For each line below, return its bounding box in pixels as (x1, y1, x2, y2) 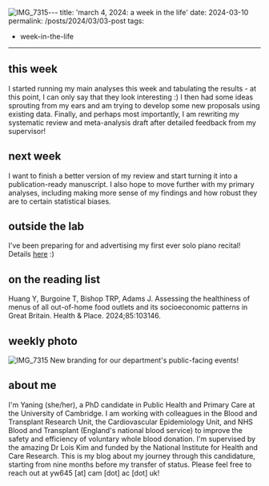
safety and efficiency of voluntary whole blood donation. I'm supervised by (8, 434, 256, 443)
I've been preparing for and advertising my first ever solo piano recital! (8, 241, 241, 250)
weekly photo (8, 334, 78, 348)
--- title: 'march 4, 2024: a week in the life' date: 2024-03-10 (47, 8, 249, 17)
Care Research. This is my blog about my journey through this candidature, (8, 451, 256, 460)
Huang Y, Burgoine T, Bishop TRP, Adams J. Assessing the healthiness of (8, 294, 251, 304)
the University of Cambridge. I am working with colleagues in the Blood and (8, 408, 258, 418)
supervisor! (8, 126, 46, 136)
